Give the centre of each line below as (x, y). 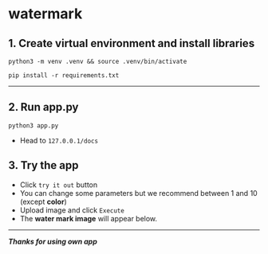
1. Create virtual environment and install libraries (132, 43)
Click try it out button (59, 185)
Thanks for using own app (53, 241)
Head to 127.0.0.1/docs (59, 140)
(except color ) (43, 201)
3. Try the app (43, 165)
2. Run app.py (43, 107)
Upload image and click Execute (72, 210)
